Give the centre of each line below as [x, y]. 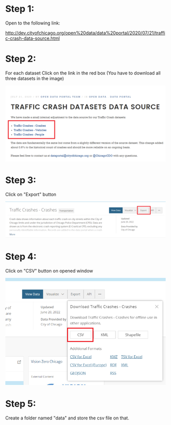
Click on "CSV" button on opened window [49, 271]
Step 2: [21, 59]
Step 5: [21, 404]
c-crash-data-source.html [33, 38]
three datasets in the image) [35, 78]
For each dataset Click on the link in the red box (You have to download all [83, 73]
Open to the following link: [33, 23]
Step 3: [21, 180]
